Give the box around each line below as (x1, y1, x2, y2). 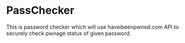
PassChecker (6, 4, 75, 17)
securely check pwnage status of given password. (6, 29, 131, 36)
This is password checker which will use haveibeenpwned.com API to (6, 23, 179, 30)
